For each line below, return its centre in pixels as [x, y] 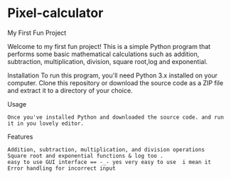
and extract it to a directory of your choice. [70, 90]
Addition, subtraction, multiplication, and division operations [106, 150]
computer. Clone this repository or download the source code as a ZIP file [116, 82]
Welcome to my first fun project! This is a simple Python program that [109, 46]
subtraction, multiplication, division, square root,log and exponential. [108, 61]
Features [20, 136]
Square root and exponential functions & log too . [85, 156]
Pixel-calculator [55, 13]
